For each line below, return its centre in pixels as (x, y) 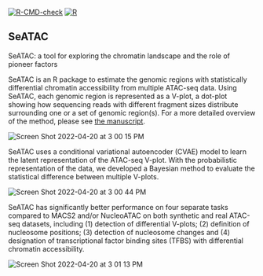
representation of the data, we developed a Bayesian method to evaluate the (131, 168)
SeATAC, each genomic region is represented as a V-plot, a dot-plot (118, 96)
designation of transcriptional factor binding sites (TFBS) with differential (126, 241)
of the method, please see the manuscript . (77, 121)
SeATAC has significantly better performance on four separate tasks (119, 207)
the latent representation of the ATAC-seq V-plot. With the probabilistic (123, 160)
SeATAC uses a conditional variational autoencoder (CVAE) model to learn (128, 151)
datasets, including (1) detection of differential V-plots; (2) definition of (136, 223)
